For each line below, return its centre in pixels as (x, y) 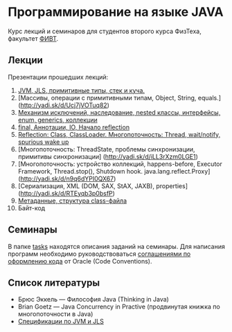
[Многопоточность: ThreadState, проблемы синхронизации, (107, 149)
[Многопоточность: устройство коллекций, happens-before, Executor (120, 164)
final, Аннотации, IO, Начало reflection (74, 127)
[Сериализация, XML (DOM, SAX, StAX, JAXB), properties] (102, 186)
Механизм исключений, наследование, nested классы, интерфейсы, (119, 112)
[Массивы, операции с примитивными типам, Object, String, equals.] (119, 98)
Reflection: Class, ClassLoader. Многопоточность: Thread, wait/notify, (119, 134)
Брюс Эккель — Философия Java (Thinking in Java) (93, 299)
